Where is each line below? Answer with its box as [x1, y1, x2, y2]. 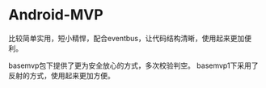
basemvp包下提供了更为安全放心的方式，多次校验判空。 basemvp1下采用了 [8, 61, 259, 70]
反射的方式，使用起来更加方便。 [8, 70, 115, 80]
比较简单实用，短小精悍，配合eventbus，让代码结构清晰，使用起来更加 [8, 33, 245, 43]
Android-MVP [8, 6, 103, 24]
